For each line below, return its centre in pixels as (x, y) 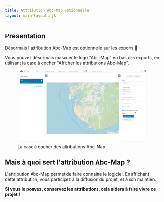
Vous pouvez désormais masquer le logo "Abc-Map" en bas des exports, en (82, 58)
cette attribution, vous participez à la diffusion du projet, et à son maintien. (81, 179)
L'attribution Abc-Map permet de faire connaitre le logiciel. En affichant (77, 174)
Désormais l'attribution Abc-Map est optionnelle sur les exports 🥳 (71, 48)
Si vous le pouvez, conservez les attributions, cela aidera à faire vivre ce (81, 189)
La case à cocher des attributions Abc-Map (62, 147)
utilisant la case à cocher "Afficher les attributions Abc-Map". (67, 63)
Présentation (25, 36)
